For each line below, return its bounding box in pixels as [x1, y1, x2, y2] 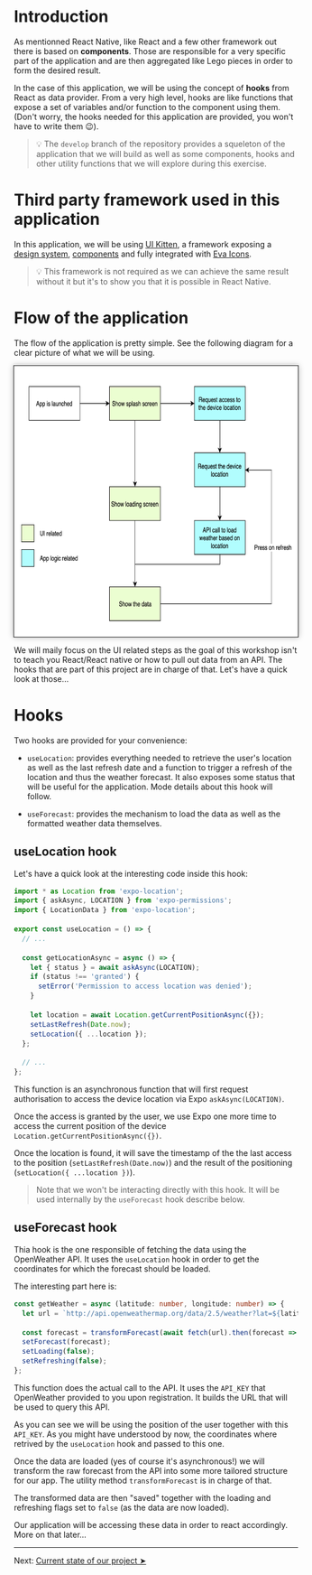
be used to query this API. [14, 1402, 111, 1412]
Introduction [14, 6, 109, 27]
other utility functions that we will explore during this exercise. [35, 158, 268, 169]
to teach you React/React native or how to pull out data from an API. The [14, 654, 283, 665]
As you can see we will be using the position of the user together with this [14, 1419, 289, 1430]
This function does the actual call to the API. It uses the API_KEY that [14, 1382, 266, 1393]
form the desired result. [14, 65, 102, 76]
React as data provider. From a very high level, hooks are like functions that [14, 92, 294, 103]
